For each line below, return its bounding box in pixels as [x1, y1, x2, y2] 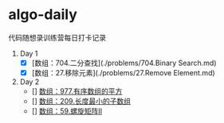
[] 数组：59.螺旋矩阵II [31, 106, 102, 116]
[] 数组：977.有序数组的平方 [31, 86, 123, 96]
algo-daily [8, 6, 78, 24]
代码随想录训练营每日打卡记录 [8, 33, 106, 42]
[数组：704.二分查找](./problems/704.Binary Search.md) [31, 58, 217, 67]
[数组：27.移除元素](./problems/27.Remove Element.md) [31, 68, 215, 77]
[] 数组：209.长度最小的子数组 [31, 97, 132, 106]
